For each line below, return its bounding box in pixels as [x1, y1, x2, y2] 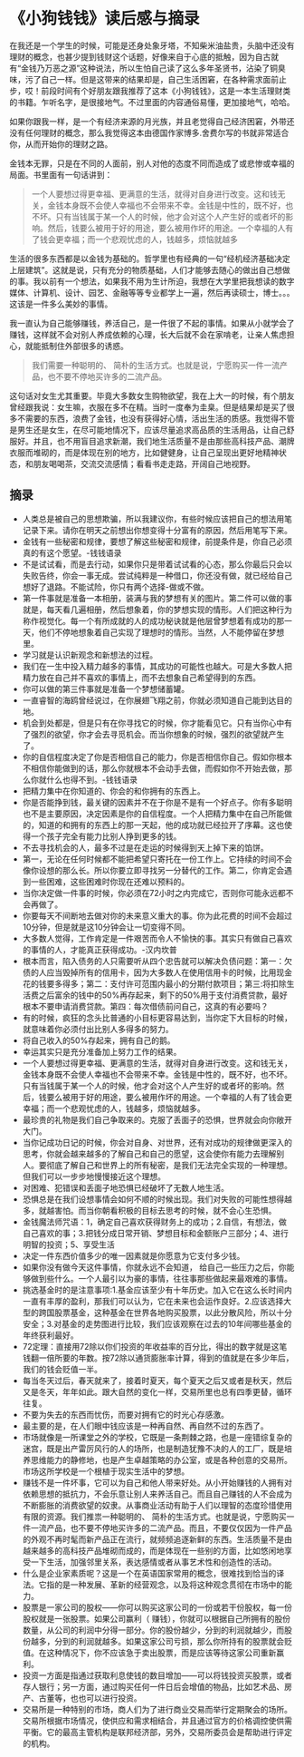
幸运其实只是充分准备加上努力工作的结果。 [22, 1046, 182, 1057]
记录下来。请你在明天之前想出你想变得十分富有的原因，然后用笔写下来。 [22, 524, 292, 535]
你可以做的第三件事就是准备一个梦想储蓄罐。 [22, 683, 190, 694]
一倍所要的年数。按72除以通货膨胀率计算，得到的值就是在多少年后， [38, 1352, 294, 1363]
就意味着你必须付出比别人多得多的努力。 [22, 1023, 174, 1034]
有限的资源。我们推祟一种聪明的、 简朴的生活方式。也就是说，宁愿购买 [22, 1511, 287, 1522]
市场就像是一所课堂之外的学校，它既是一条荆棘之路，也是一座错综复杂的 [22, 1431, 292, 1442]
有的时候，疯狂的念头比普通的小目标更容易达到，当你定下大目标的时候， [22, 1012, 292, 1023]
